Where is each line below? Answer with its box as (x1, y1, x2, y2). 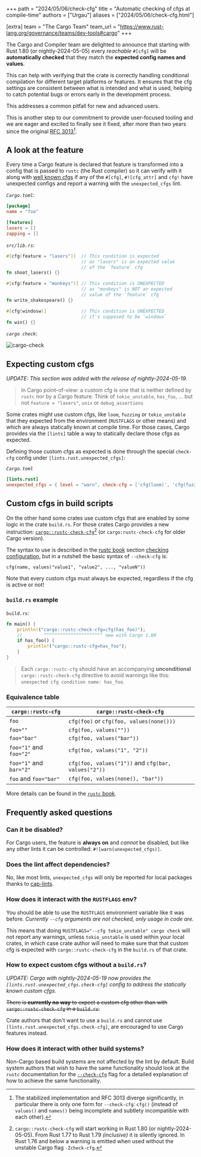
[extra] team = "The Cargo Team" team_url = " (6, 23, 121, 30)
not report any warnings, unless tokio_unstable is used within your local (6, 933, 184, 940)
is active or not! (6, 581, 45, 588)
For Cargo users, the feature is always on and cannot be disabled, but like (6, 838, 189, 846)
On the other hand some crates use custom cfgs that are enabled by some (6, 514, 190, 522)
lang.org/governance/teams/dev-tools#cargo (6, 29, 118, 37)
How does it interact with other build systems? (6, 1044, 145, 1053)
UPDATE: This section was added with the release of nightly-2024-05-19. (6, 375, 187, 382)
